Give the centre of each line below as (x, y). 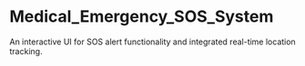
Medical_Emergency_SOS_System (142, 17)
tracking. (26, 51)
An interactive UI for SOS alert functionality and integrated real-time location (152, 42)
